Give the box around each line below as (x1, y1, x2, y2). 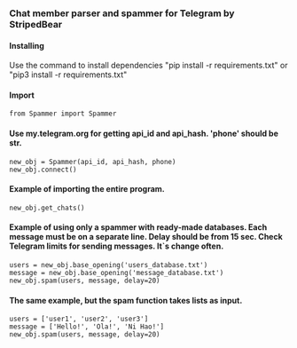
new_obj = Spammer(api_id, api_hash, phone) (9, 157, 176, 166)
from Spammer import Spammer (9, 109, 117, 118)
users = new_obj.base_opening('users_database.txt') (9, 260, 208, 269)
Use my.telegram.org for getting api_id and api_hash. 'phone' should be (9, 128, 279, 138)
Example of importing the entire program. (9, 184, 166, 194)
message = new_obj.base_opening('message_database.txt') (9, 268, 224, 277)
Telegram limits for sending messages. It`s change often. (9, 241, 224, 251)
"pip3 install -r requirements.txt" (9, 69, 128, 80)
